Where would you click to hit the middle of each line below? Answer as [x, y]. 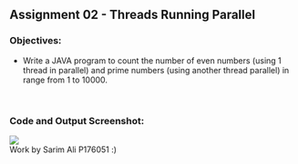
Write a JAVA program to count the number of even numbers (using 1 [152, 60]
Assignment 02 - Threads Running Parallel [133, 15]
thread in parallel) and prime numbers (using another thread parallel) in [156, 70]
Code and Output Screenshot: [77, 121]
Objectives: [36, 41]
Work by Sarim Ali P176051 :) [63, 150]
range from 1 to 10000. [65, 80]
